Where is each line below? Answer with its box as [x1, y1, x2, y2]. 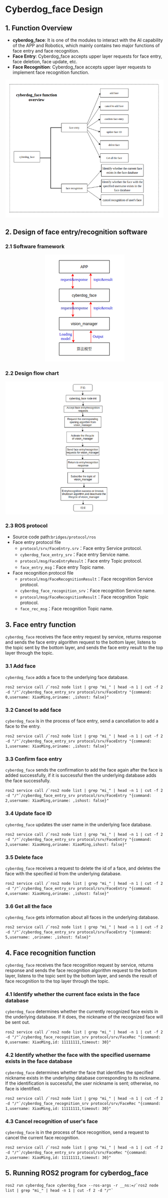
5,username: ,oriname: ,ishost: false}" [5, 935, 92, 940]
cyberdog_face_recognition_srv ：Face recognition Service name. [20, 587, 156, 593]
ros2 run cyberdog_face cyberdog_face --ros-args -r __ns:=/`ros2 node [5, 1183, 158, 1188]
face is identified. [5, 1085, 41, 1091]
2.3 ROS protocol [5, 522, 48, 529]
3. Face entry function [5, 621, 76, 629]
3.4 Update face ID [5, 810, 52, 817]
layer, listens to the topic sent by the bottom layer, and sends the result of [5, 973, 157, 979]
